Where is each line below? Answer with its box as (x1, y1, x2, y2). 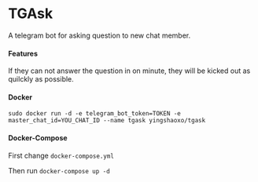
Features (8, 49, 38, 58)
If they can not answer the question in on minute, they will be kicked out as (8, 66, 251, 75)
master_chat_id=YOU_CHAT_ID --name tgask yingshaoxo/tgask (8, 117, 206, 125)
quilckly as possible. (8, 75, 75, 84)
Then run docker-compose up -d (8, 166, 110, 175)
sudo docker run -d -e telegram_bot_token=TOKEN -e (8, 110, 181, 118)
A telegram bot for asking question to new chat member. (8, 31, 191, 40)
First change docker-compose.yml (8, 151, 114, 160)
